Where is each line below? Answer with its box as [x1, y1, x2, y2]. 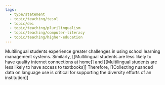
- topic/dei [9, 21, 35, 26]
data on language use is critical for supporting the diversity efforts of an [5, 69, 152, 75]
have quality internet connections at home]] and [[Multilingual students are [5, 59, 157, 65]
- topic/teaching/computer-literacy [9, 30, 85, 35]
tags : [5, 7, 16, 12]
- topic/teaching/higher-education [9, 35, 83, 40]
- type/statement [9, 12, 45, 17]
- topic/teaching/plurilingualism [9, 26, 81, 31]
